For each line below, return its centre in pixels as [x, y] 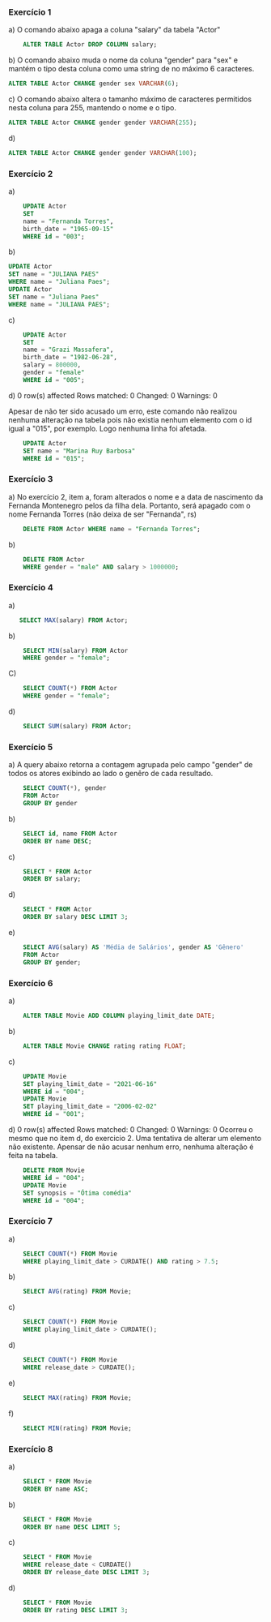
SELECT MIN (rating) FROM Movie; [77, 1428]
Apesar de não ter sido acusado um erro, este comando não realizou [123, 411]
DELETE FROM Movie [54, 1170]
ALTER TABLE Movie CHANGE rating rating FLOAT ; [104, 1046]
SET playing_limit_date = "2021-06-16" [90, 1084]
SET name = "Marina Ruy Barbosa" [79, 451]
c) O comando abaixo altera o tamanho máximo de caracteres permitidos [130, 99]
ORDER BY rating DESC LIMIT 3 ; [76, 1610]
